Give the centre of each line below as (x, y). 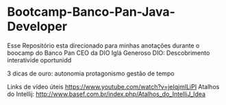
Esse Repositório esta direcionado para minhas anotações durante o (103, 45)
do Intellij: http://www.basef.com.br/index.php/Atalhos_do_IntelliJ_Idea (106, 94)
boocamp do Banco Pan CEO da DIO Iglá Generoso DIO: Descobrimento (109, 53)
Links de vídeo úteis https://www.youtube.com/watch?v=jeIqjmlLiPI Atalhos (113, 86)
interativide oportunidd (39, 60)
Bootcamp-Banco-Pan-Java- (91, 12)
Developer (37, 26)
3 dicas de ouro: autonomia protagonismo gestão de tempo (91, 73)
